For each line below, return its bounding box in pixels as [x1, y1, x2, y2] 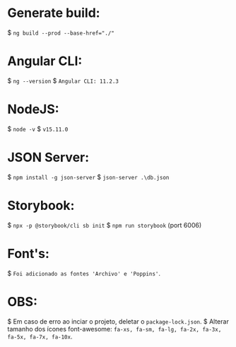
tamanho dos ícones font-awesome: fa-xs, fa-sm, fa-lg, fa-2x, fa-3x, [7, 324, 222, 333]
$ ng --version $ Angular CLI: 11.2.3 [7, 76, 119, 85]
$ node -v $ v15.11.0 [7, 124, 69, 133]
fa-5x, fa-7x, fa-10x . [7, 332, 73, 341]
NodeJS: [7, 101, 59, 117]
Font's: [7, 245, 49, 261]
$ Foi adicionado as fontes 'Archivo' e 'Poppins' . [7, 269, 161, 277]
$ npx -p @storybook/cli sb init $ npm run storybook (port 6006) [7, 220, 202, 229]
